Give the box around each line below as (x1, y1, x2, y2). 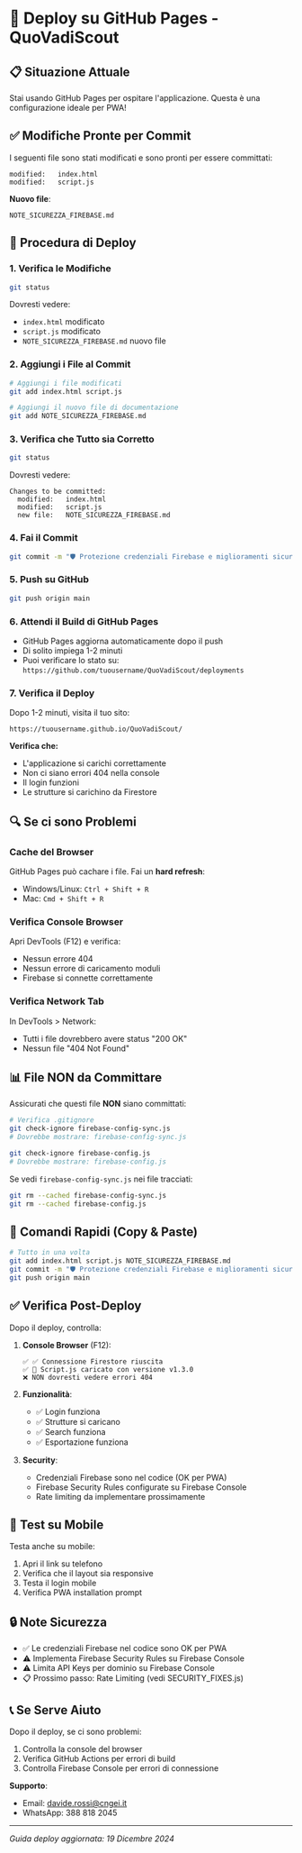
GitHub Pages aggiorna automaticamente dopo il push (22, 635, 224, 646)
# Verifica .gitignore (9, 1116, 94, 1125)
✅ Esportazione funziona (35, 1437, 129, 1447)
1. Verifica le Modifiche (9, 262, 111, 275)
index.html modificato (22, 316, 105, 327)
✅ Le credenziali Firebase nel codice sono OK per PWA (22, 1643, 227, 1654)
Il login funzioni (22, 777, 79, 788)
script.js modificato (22, 326, 102, 337)
